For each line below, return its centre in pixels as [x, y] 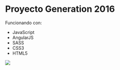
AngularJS [23, 37]
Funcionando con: [24, 23]
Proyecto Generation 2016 [60, 9]
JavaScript [23, 32]
